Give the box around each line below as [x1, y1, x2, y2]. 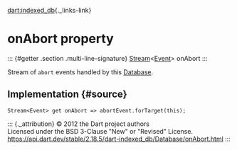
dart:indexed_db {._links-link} [7, 6, 92, 14]
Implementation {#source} [7, 88, 128, 100]
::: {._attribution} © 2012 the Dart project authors [7, 120, 149, 128]
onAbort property [7, 31, 114, 47]
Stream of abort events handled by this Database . [7, 67, 154, 76]
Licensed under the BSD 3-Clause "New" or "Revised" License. [7, 127, 194, 135]
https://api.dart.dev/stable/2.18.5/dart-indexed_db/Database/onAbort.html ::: [7, 134, 231, 143]
